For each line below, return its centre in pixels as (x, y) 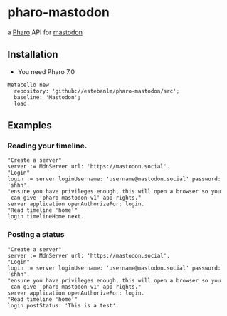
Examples (30, 126)
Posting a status (36, 235)
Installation (33, 55)
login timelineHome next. (46, 217)
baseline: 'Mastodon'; (47, 97)
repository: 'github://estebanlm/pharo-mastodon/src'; (97, 91)
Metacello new (28, 85)
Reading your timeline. (47, 146)
